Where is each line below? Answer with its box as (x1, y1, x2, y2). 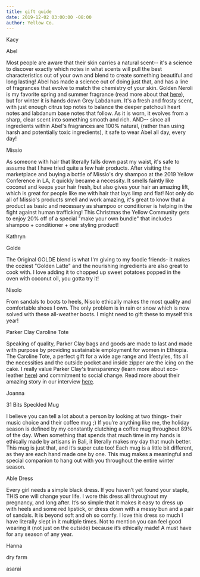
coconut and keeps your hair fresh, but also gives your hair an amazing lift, (6, 183, 190, 191)
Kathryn (6, 233, 26, 240)
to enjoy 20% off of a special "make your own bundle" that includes (6, 215, 173, 222)
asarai (6, 565, 21, 572)
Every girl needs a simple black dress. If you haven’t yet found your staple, (6, 486, 189, 494)
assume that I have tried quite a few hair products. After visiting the (6, 164, 171, 171)
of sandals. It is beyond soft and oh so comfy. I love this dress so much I (6, 511, 183, 519)
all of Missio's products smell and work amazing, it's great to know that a (6, 196, 185, 203)
